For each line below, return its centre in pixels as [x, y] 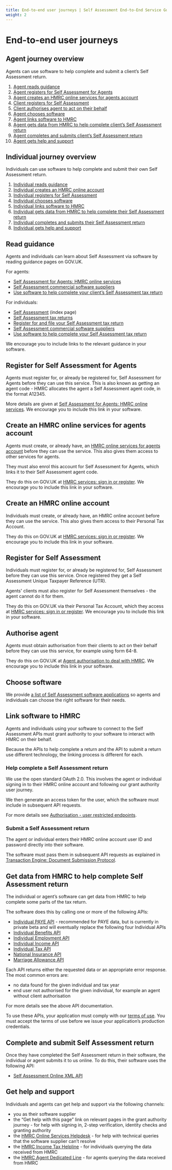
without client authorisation [42, 996]
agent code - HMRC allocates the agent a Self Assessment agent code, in [83, 388]
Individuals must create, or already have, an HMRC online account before [83, 515]
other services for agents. [33, 456]
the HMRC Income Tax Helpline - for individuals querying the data [82, 1146]
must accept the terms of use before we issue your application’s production [85, 1021]
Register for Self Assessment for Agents [71, 365]
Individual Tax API [32, 949]
